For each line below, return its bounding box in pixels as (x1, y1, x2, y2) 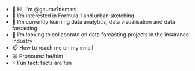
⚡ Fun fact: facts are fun (11, 60, 72, 66)
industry (11, 38, 33, 44)
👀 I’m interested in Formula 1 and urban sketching (11, 12, 134, 19)
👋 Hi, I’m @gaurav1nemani (11, 6, 77, 13)
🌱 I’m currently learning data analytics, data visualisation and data (11, 18, 176, 25)
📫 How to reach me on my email (11, 44, 93, 51)
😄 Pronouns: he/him (11, 53, 63, 60)
